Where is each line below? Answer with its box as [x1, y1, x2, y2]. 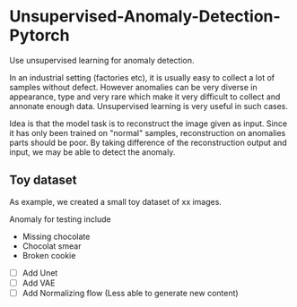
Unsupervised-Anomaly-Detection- [9, 6, 281, 27]
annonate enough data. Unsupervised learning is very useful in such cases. [9, 100, 289, 111]
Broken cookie [22, 250, 76, 260]
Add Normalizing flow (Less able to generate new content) [22, 287, 240, 298]
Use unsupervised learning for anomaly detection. [9, 55, 195, 65]
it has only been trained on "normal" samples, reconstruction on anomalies [9, 127, 286, 138]
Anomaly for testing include [9, 213, 111, 225]
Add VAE [22, 277, 56, 288]
